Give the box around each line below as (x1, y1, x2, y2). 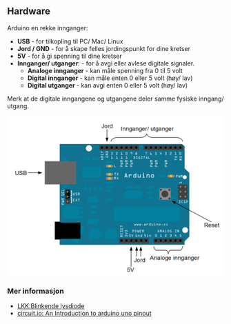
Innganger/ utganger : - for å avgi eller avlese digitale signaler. (17, 59, 195, 68)
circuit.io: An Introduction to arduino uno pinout (17, 310, 152, 318)
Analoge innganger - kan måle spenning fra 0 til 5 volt (27, 66, 183, 74)
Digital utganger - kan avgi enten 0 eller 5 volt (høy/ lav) (27, 81, 188, 89)
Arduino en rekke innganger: (7, 23, 88, 32)
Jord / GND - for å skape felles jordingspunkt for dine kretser (17, 44, 191, 52)
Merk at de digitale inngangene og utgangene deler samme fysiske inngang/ (7, 94, 224, 103)
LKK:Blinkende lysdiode (17, 302, 85, 310)
